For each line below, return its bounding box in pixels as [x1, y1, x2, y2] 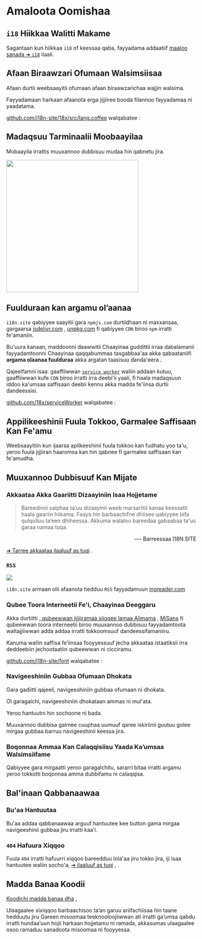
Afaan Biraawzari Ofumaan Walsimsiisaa [6, 68, 163, 79]
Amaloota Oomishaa [6, 4, 110, 18]
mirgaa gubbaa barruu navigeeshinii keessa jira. [6, 727, 125, 735]
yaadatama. [6, 102, 36, 109]
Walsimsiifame [6, 750, 51, 758]
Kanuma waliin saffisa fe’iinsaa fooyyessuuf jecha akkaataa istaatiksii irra [6, 639, 188, 646]
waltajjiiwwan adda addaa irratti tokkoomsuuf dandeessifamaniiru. [6, 627, 171, 634]
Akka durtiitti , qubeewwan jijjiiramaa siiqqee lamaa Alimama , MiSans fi [6, 614, 184, 622]
